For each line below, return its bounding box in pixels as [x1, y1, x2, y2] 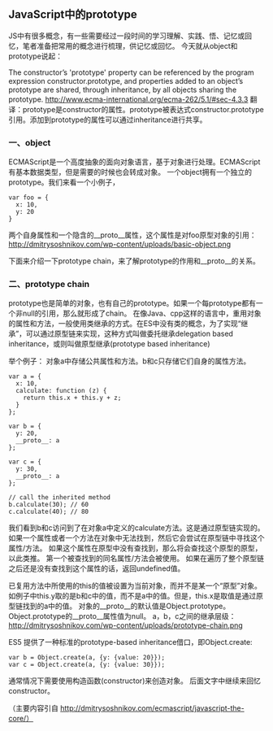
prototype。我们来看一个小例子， [8, 177, 120, 187]
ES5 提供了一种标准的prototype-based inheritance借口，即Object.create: [8, 637, 253, 647]
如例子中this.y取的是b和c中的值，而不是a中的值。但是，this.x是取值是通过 [8, 591, 257, 601]
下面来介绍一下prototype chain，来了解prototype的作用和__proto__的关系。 [8, 256, 260, 266]
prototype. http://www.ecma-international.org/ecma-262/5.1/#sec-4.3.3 [8, 94, 249, 104]
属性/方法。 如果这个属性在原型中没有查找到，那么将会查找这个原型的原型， [8, 543, 262, 553]
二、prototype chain [8, 279, 90, 290]
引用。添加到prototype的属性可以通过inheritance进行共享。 [8, 115, 207, 124]
